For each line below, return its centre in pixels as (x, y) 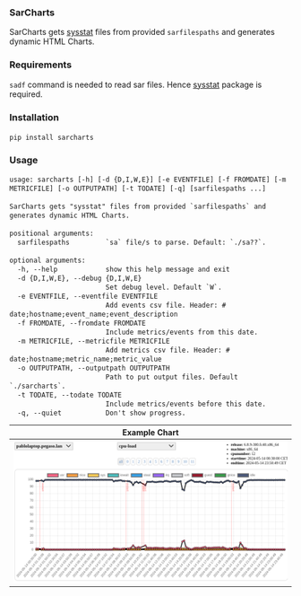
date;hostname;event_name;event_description (94, 315)
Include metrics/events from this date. (181, 333)
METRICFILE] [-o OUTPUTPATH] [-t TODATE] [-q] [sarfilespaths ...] (138, 189)
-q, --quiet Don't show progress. (102, 413)
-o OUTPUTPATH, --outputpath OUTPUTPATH (94, 368)
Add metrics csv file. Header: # (168, 351)
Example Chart (150, 432)
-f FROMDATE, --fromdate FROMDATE (82, 324)
